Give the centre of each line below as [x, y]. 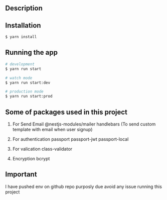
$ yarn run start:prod [29, 96]
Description [24, 8]
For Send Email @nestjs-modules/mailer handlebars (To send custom [84, 124]
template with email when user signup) [52, 129]
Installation [23, 25]
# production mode [24, 92]
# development [20, 64]
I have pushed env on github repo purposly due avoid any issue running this [83, 186]
